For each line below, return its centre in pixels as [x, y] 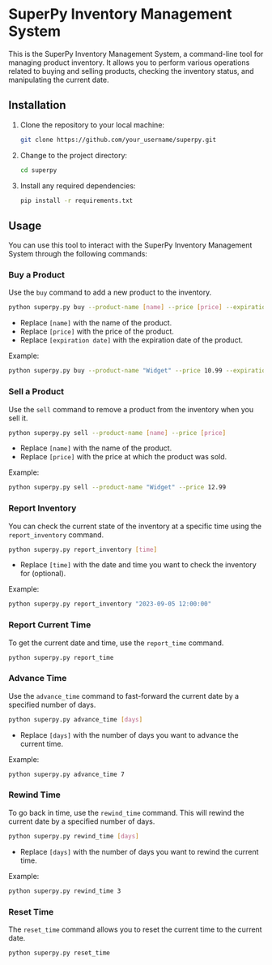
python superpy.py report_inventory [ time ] [83, 549]
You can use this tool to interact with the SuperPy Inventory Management [130, 245]
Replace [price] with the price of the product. [97, 332]
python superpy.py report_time [61, 657]
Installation [37, 105]
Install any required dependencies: [78, 185]
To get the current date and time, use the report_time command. [116, 643]
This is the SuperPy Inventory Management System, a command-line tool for [136, 54]
